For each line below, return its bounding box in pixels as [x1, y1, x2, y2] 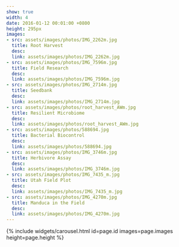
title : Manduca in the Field [11, 200, 85, 206]
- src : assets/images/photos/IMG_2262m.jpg [6, 37, 118, 43]
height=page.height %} [6, 234, 64, 242]
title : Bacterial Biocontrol [11, 132, 85, 139]
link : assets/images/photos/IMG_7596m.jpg [11, 76, 120, 82]
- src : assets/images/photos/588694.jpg [6, 127, 110, 133]
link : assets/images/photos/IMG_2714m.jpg [11, 98, 120, 104]
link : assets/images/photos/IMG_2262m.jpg [11, 54, 120, 60]
